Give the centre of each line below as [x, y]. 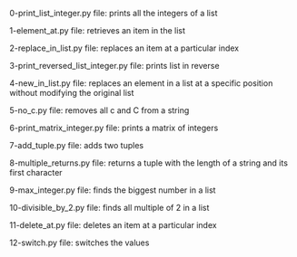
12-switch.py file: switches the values [79, 243]
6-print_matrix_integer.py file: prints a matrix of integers [114, 128]
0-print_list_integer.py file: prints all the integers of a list [114, 13]
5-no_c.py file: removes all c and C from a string [99, 110]
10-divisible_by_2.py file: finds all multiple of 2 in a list [109, 208]
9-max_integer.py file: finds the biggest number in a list [113, 190]
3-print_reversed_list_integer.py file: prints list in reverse [114, 66]
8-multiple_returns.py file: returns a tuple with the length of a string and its [149, 163]
